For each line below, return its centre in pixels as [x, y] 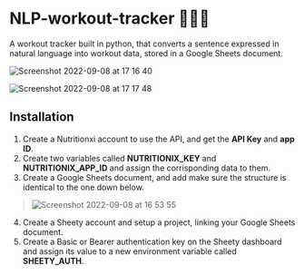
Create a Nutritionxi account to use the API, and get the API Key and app [158, 139]
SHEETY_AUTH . [53, 260]
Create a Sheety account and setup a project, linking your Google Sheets [159, 222]
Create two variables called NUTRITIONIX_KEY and [119, 158]
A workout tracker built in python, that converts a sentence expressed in [144, 44]
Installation [42, 117]
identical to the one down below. [83, 187]
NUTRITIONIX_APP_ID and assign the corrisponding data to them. [147, 168]
